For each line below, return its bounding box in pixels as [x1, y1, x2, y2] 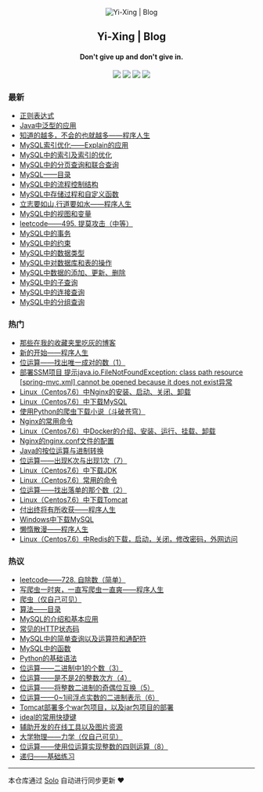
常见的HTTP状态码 [19, 624, 80, 633]
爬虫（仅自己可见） [19, 595, 82, 604]
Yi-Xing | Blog [96, 30, 167, 43]
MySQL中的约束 [19, 238, 71, 247]
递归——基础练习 [19, 752, 75, 761]
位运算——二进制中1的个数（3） [19, 663, 124, 673]
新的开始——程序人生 [19, 348, 88, 357]
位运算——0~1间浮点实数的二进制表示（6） [19, 693, 160, 703]
